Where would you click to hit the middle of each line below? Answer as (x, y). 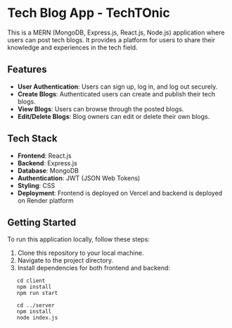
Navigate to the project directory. (65, 260)
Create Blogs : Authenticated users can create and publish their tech (116, 94)
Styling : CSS (36, 185)
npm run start (37, 294)
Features (27, 69)
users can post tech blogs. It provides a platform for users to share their (111, 39)
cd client (31, 281)
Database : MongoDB (48, 170)
